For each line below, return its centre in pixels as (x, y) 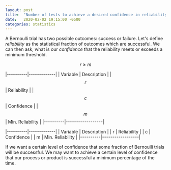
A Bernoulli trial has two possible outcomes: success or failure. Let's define (84, 39)
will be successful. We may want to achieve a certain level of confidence (81, 152)
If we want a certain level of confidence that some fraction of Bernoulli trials (85, 147)
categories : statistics (31, 24)
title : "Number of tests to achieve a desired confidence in (73, 15)
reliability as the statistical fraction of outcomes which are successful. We (83, 44)
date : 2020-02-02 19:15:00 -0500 (43, 19)
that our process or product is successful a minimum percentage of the (80, 158)
